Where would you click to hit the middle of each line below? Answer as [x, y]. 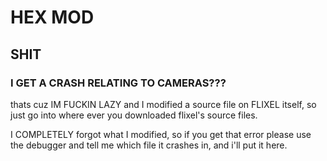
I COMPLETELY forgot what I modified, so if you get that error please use [161, 134]
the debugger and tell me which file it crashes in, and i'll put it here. [149, 145]
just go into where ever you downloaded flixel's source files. [134, 115]
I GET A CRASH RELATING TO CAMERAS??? [118, 83]
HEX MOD [52, 17]
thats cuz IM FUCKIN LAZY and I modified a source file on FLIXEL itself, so [163, 104]
